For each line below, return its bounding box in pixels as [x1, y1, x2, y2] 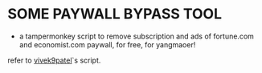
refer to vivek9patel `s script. [7, 55, 101, 65]
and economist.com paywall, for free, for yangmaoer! [18, 39, 196, 49]
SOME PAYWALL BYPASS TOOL [7, 5, 223, 23]
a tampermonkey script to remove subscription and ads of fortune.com [18, 31, 255, 41]
